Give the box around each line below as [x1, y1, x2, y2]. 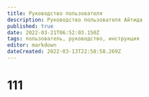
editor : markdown [7, 42, 57, 48]
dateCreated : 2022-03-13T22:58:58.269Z [7, 48, 122, 55]
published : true [7, 23, 54, 29]
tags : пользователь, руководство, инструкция [7, 36, 139, 42]
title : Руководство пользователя [7, 10, 103, 17]
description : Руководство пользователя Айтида [7, 16, 143, 23]
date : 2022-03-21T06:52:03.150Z [7, 29, 100, 36]
